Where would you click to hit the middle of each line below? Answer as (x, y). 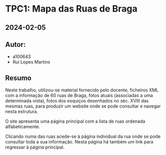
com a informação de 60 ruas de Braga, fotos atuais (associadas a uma (79, 95)
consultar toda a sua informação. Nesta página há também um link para (79, 142)
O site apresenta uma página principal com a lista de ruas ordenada (75, 121)
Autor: (16, 44)
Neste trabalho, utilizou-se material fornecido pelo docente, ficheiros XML (82, 90)
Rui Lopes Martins (31, 62)
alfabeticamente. (23, 127)
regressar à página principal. (35, 147)
